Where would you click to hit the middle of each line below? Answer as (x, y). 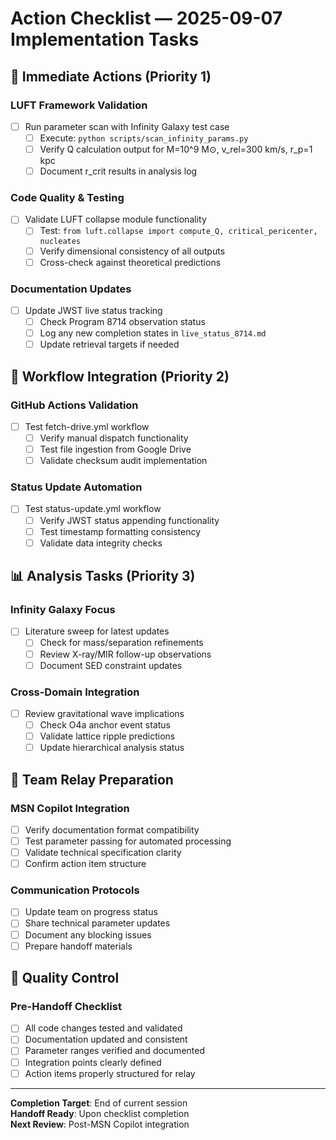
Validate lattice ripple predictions (107, 736)
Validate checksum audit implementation (123, 461)
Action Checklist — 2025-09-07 (146, 18)
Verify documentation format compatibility (112, 829)
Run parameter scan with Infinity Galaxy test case (127, 126)
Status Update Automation (76, 487)
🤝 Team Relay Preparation (92, 779)
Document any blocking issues (88, 934)
